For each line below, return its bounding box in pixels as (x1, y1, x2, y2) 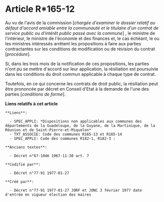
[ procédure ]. (5, 51, 31, 57)
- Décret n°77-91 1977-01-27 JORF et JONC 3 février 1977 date (9, 188, 142, 193)
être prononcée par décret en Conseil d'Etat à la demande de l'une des (5, 86, 149, 92)
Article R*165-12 (5, 3, 75, 15)
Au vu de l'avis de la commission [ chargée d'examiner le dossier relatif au (5, 20, 156, 26)
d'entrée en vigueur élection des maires (5, 192, 92, 197)
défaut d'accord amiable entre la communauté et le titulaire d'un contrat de (5, 25, 159, 31)
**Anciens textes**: (5, 144, 48, 150)
